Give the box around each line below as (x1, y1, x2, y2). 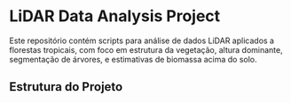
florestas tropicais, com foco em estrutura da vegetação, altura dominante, (9, 44, 283, 55)
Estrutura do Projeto (9, 79, 123, 94)
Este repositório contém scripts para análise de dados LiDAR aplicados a (9, 35, 275, 46)
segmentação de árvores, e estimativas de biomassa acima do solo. (9, 54, 257, 64)
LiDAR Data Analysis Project (9, 6, 221, 26)
